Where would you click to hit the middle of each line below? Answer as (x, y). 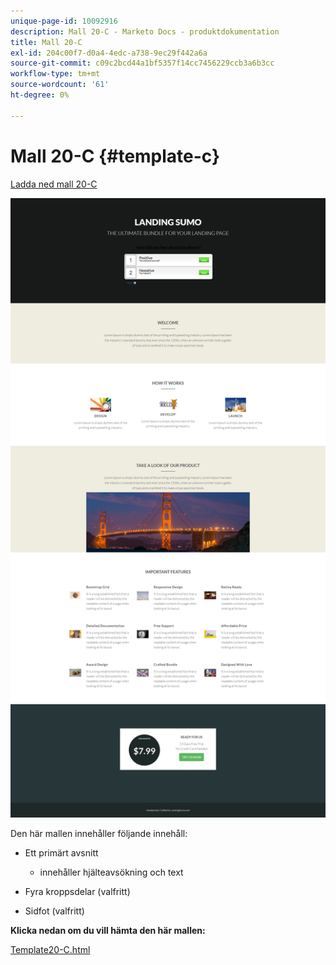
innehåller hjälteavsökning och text (111, 872)
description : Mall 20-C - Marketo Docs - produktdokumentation (145, 31)
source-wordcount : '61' (60, 85)
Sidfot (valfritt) (54, 911)
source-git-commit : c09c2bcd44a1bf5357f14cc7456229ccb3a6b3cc (142, 63)
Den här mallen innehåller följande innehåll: (99, 834)
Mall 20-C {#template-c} (115, 156)
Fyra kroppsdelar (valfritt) (77, 892)
